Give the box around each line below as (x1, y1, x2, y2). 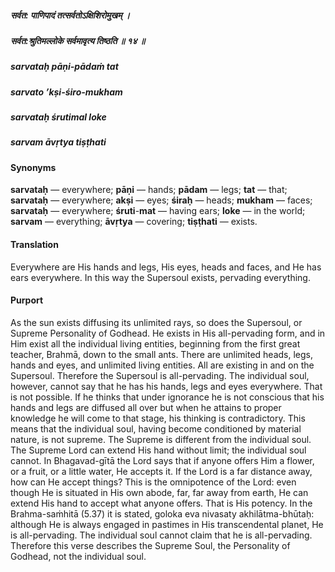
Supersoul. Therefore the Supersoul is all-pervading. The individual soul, (10, 369, 310, 381)
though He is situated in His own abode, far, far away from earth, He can (10, 486, 309, 498)
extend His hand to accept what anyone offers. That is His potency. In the (10, 497, 313, 509)
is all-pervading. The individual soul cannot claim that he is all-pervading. (10, 529, 313, 541)
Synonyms (10, 161, 57, 173)
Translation (10, 239, 59, 251)
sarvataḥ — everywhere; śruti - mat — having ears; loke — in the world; (10, 205, 306, 217)
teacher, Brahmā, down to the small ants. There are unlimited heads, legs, (10, 348, 314, 360)
